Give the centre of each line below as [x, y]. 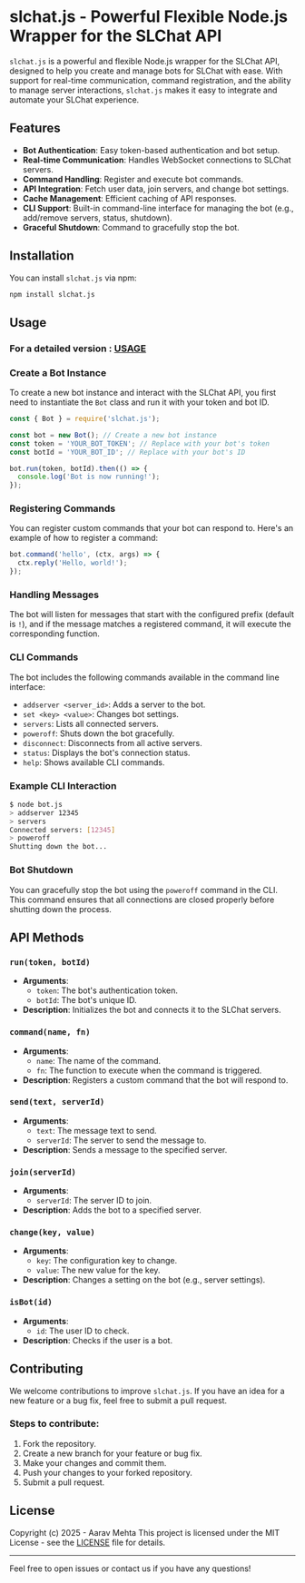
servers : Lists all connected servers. [90, 723]
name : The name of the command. [98, 1060]
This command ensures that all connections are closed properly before [142, 900]
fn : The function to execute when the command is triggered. [149, 1070]
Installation [42, 256]
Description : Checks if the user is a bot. [98, 1340]
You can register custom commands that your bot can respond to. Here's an [152, 528]
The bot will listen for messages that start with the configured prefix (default [152, 615]
